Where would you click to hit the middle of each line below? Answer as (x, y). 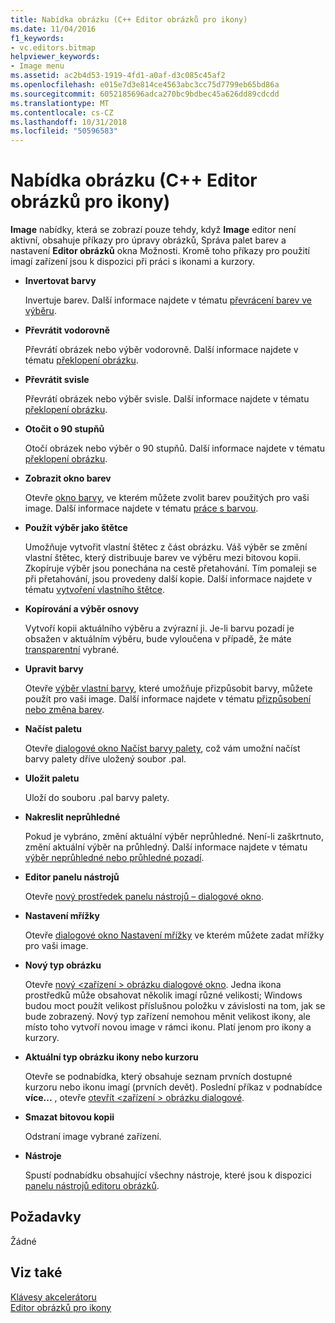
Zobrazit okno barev (68, 478)
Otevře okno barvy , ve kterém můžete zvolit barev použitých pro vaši (167, 498)
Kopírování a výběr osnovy (82, 609)
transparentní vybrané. (72, 650)
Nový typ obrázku (63, 965)
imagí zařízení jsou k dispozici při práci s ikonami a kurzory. (132, 262)
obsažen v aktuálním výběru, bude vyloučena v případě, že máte (158, 639)
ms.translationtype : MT (60, 103)
